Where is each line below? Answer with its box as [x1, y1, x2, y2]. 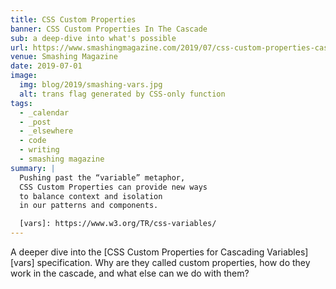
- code [19, 136, 47, 146]
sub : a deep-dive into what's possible [10, 33, 177, 43]
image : [10, 71, 38, 81]
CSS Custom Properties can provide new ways [19, 182, 208, 192]
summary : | [10, 163, 56, 173]
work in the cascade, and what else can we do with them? [10, 267, 250, 279]
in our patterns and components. [19, 201, 159, 211]
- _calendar [19, 107, 70, 118]
